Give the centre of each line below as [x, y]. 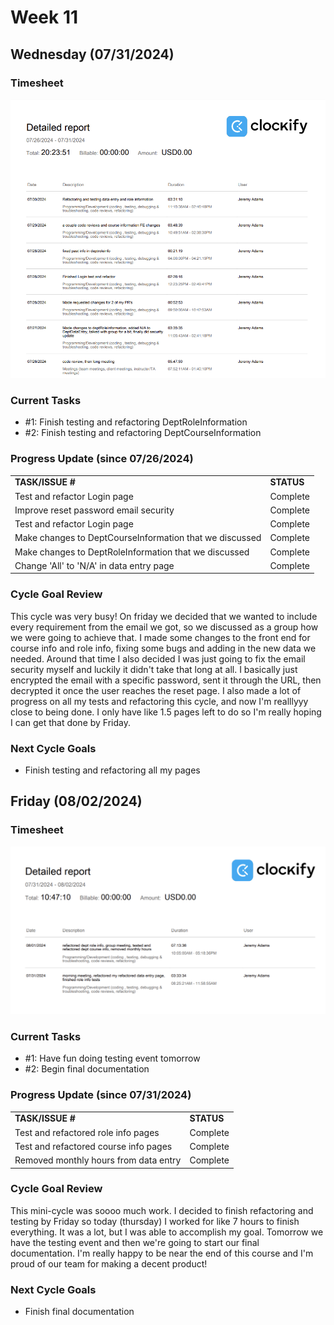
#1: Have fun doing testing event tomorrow [112, 1058]
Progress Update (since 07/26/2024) [102, 459]
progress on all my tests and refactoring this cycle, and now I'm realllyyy [159, 701]
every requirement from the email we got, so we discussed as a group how [164, 627]
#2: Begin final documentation [87, 1069]
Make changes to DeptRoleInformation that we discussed [132, 552]
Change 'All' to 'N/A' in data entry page [94, 565]
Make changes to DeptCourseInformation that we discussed [138, 538]
